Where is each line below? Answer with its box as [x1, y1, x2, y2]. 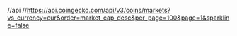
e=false [7, 21, 30, 29]
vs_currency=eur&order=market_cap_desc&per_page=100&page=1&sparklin [7, 13, 230, 22]
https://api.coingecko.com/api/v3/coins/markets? [26, 6, 171, 14]
